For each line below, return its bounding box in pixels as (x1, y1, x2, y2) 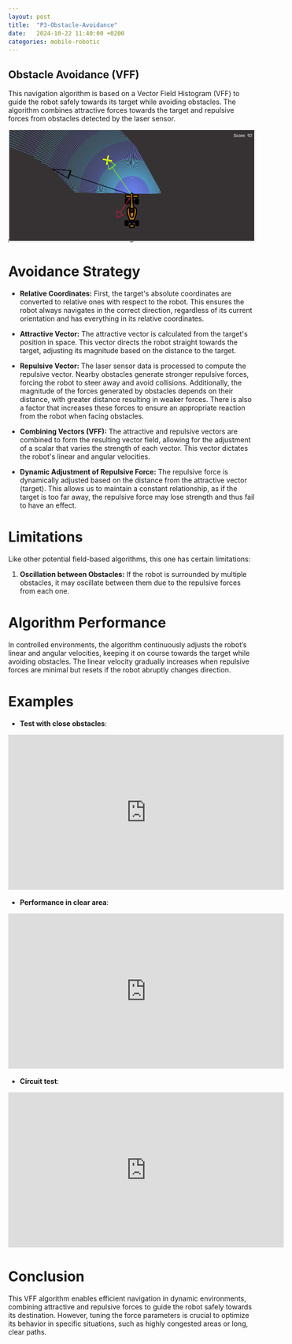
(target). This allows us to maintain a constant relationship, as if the (19, 484, 238, 493)
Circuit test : (19, 1076, 59, 1085)
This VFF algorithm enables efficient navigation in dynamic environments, (8, 1294, 246, 1303)
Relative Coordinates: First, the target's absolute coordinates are (19, 289, 232, 299)
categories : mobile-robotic (8, 38, 101, 46)
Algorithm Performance (8, 614, 167, 632)
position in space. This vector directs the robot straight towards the (19, 337, 238, 347)
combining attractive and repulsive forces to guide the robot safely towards (8, 1301, 253, 1312)
